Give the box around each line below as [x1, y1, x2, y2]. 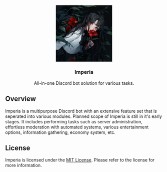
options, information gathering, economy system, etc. [5, 129, 116, 135]
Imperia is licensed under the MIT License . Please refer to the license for [5, 157, 155, 163]
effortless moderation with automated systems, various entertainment [5, 124, 149, 130]
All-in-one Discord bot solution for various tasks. [34, 80, 134, 86]
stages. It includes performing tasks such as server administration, [5, 118, 142, 124]
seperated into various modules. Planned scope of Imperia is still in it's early [5, 113, 162, 119]
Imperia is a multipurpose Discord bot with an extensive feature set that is [5, 108, 157, 114]
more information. [5, 162, 42, 168]
